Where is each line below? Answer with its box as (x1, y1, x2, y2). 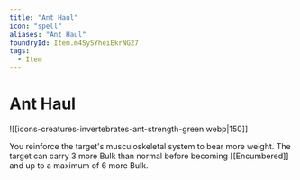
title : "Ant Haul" (9, 13, 78, 22)
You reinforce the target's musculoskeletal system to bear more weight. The (9, 140, 291, 151)
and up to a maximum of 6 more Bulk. (9, 159, 149, 171)
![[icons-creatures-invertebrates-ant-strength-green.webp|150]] (9, 123, 249, 134)
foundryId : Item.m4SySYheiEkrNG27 (9, 38, 140, 48)
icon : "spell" (9, 22, 63, 31)
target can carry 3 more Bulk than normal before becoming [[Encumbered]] (9, 150, 289, 161)
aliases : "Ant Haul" (9, 30, 87, 39)
